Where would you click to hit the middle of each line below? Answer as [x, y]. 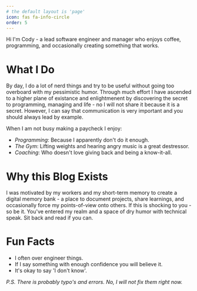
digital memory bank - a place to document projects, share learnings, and [95, 199]
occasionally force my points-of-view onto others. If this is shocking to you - [99, 205]
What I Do [30, 69]
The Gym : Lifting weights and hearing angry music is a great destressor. [102, 146]
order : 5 [17, 22]
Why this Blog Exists [57, 176]
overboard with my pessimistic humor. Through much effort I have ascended [99, 92]
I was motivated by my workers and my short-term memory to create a [92, 193]
